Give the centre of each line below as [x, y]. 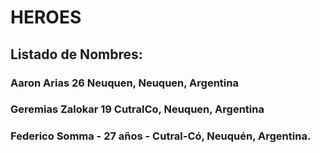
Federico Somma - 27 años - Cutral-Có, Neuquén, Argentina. [161, 136]
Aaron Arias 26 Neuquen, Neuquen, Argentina [124, 83]
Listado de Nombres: [76, 54]
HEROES [46, 17]
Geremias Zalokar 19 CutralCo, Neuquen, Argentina [137, 109]
